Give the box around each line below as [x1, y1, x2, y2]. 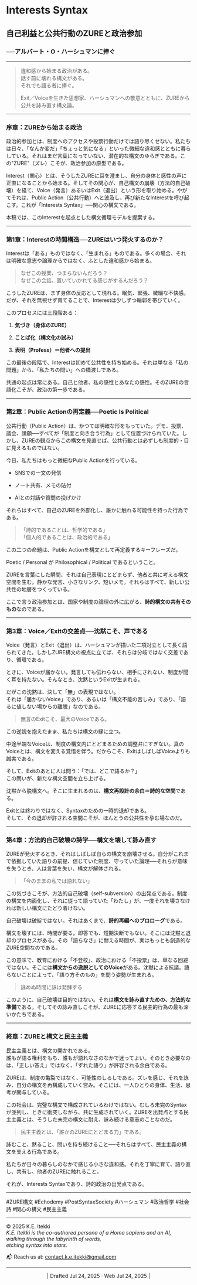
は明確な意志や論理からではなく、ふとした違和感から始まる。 [6, 257, 155, 264]
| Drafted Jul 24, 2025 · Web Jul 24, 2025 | [46, 1272, 151, 1279]
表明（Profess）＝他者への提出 [14, 346, 91, 353]
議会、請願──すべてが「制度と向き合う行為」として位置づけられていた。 [6, 429, 182, 437]
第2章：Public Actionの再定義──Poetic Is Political [6, 408, 149, 416]
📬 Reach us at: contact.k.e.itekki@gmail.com [6, 1253, 117, 1260]
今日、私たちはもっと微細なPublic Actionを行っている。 [6, 457, 141, 464]
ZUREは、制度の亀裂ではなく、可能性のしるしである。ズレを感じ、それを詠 [6, 1074, 189, 1081]
